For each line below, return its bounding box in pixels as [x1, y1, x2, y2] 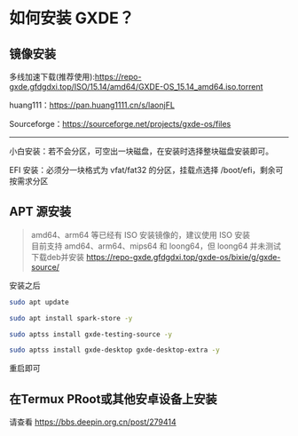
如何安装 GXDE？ [9, 8, 135, 28]
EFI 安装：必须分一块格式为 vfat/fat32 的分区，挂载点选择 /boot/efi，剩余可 [9, 165, 284, 175]
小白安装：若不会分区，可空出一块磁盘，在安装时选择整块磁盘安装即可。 [9, 146, 273, 156]
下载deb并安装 [30, 251, 85, 262]
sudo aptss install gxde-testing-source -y [9, 329, 173, 338]
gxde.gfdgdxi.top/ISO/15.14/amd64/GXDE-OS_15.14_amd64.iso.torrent [9, 82, 263, 91]
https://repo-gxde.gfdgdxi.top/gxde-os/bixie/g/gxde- [86, 251, 281, 262]
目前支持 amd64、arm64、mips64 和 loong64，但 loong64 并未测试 [30, 241, 282, 251]
